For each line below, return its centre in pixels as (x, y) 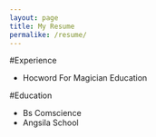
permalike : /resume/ (49, 34)
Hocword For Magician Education (85, 78)
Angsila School (50, 122)
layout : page (34, 18)
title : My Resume (42, 26)
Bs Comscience (52, 113)
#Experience (33, 61)
